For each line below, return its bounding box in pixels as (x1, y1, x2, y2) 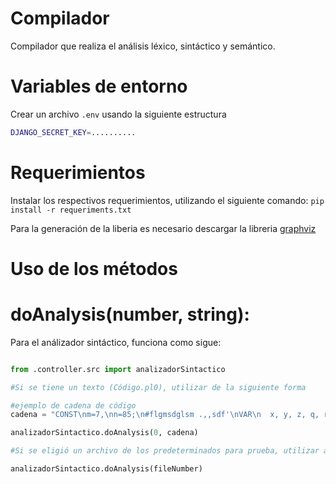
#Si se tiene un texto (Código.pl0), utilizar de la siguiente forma (10, 382, 307, 392)
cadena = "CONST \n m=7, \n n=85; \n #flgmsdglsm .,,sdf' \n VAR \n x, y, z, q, (10, 410, 320, 420)
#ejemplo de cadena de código (10, 400, 137, 411)
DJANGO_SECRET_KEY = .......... (10, 127, 137, 137)
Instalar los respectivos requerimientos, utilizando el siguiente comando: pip (10, 194, 325, 206)
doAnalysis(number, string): (10, 303, 250, 326)
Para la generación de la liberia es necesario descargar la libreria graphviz (10, 222, 317, 234)
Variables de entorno (10, 75, 188, 98)
